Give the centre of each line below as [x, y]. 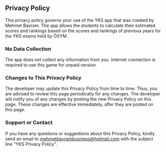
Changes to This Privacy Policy [43, 78]
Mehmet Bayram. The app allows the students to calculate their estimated [80, 25]
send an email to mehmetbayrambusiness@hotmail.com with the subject [79, 139]
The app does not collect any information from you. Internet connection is [81, 60]
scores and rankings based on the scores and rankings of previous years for [83, 31]
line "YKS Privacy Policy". [31, 144]
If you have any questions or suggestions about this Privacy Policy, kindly [80, 133]
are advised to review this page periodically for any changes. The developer [83, 94]
